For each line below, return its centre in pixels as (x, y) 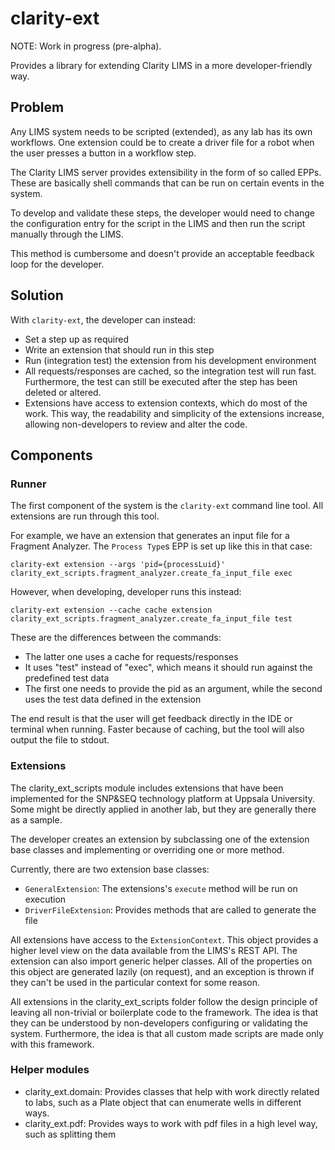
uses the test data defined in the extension (113, 699)
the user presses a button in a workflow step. (103, 153)
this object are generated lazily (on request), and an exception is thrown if (162, 971)
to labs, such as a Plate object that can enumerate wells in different (163, 1102)
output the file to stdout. (60, 740)
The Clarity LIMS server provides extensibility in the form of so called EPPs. (166, 172)
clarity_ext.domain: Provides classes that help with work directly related (172, 1091)
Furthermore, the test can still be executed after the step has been (161, 381)
